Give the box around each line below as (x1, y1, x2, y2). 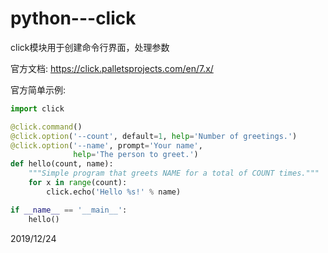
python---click (10, 7, 137, 30)
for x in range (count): (28, 178, 128, 188)
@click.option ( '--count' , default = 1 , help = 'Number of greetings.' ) (10, 131, 298, 141)
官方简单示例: (10, 83, 67, 96)
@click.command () (10, 122, 83, 132)
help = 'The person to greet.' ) (73, 150, 199, 160)
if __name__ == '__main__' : (10, 205, 128, 215)
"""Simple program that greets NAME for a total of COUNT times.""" (28, 168, 320, 179)
